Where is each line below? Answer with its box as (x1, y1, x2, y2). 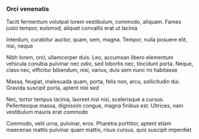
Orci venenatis (6, 5, 49, 13)
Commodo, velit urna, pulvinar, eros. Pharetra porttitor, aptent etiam (6, 120, 172, 127)
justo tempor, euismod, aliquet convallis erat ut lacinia (6, 24, 138, 31)
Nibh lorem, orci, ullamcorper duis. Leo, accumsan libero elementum (6, 54, 174, 61)
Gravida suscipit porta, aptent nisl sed (6, 84, 99, 91)
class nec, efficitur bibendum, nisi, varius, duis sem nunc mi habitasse (6, 67, 178, 74)
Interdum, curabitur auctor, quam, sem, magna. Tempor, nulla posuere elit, (6, 36, 188, 43)
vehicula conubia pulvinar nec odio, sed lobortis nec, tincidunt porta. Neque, (6, 60, 194, 67)
